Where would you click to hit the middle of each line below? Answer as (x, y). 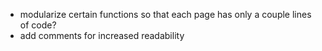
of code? (38, 25)
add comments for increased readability (102, 35)
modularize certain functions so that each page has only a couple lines (165, 14)
